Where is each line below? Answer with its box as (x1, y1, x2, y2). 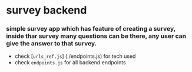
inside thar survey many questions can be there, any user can (6, 32, 187, 40)
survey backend (6, 4, 87, 17)
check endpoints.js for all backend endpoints (14, 59, 127, 66)
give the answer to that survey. (6, 40, 97, 48)
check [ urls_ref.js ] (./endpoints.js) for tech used (14, 53, 136, 60)
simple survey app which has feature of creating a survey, (6, 25, 176, 33)
